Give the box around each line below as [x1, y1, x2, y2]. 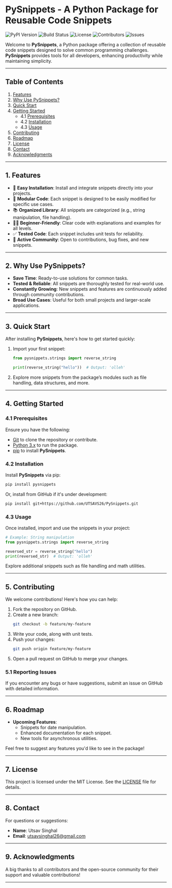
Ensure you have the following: [5, 427, 71, 433]
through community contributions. [12, 291, 85, 298]
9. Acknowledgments [5, 853, 75, 861]
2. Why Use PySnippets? [5, 261, 86, 270]
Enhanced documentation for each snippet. [20, 730, 112, 736]
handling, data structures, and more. [12, 379, 90, 386]
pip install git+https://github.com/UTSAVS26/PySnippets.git [5, 501, 139, 506]
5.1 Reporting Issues [5, 668, 57, 675]
